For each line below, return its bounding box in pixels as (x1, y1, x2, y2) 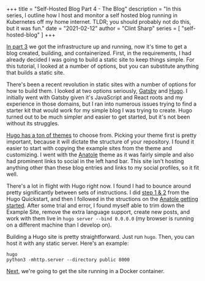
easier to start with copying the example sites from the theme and (6, 145, 173, 151)
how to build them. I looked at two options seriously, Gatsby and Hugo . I (6, 87, 188, 94)
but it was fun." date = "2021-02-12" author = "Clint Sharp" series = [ (6, 24, 181, 32)
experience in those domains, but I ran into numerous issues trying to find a (6, 100, 197, 108)
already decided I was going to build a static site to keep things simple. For (6, 56, 195, 63)
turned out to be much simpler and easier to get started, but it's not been (6, 113, 190, 120)
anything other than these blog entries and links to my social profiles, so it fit (6, 164, 199, 171)
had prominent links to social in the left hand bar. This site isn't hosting (6, 158, 184, 164)
